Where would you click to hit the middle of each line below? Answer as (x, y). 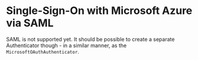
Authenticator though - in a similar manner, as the (66, 45)
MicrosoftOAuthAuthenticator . (43, 51)
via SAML (30, 23)
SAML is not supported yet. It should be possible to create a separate (90, 39)
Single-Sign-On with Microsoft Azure (99, 11)
